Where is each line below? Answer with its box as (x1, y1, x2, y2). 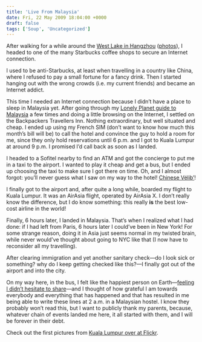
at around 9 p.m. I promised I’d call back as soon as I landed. (6, 143, 157, 150)
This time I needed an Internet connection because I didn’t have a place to (6, 98, 192, 105)
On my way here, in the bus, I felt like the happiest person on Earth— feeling (6, 279, 195, 286)
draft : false (6, 20, 39, 26)
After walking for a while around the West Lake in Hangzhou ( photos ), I (6, 42, 183, 50)
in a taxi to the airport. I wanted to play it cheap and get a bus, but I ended (6, 161, 191, 168)
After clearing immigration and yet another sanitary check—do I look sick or (6, 254, 195, 261)
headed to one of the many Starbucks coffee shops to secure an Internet (6, 49, 188, 56)
